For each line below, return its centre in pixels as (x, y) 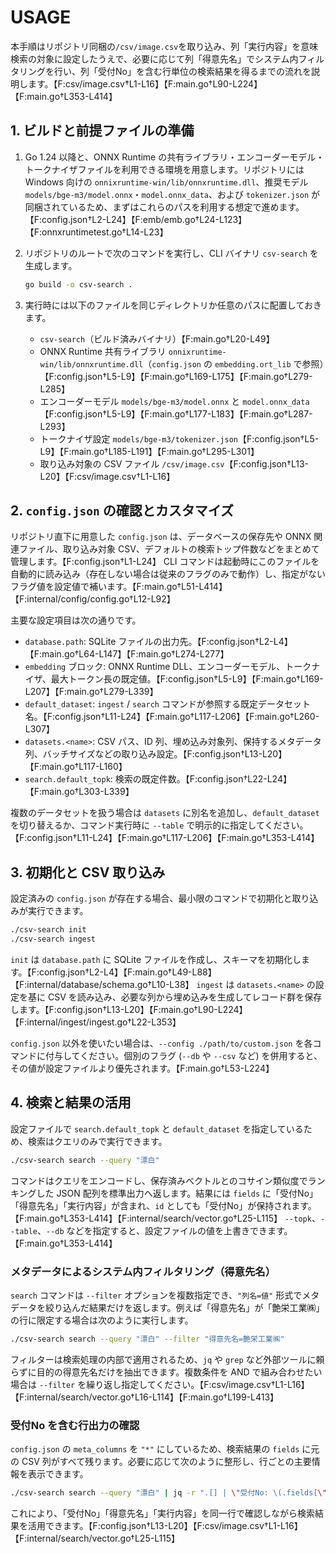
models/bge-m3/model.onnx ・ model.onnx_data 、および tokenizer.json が (172, 194)
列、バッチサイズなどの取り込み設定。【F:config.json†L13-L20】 (156, 754)
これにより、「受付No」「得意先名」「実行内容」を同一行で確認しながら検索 (163, 1513)
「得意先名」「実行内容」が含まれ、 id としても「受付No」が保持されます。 (163, 1205)
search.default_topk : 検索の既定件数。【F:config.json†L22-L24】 (158, 779)
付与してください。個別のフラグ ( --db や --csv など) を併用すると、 (183, 1055)
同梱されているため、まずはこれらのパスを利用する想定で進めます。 (164, 207)
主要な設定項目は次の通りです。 (76, 620)
